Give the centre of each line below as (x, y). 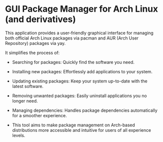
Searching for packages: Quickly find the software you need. (73, 62)
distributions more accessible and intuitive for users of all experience (81, 130)
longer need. (25, 101)
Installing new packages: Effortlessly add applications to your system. (82, 71)
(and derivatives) (41, 19)
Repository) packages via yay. (35, 43)
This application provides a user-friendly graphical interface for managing (79, 33)
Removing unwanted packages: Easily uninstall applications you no (80, 96)
